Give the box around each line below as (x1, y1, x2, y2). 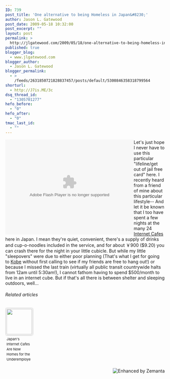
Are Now (7, 347, 21, 352)
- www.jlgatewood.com (10, 54, 56, 60)
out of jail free (134, 166, 163, 172)
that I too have (134, 209, 163, 215)
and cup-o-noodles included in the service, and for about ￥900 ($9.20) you (5, 242, 164, 248)
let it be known (134, 204, 164, 210)
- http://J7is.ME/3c (10, 87, 53, 93)
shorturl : (5, 83, 26, 88)
